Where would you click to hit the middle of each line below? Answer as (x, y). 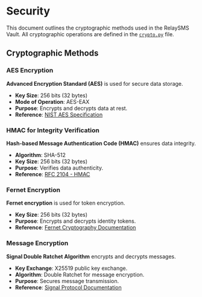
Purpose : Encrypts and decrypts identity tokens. (75, 221)
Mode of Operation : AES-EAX (52, 101)
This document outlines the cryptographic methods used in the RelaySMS (98, 28)
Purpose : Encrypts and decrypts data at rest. (71, 108)
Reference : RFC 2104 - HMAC (52, 174)
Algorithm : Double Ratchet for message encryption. (80, 274)
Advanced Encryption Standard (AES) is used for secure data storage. (95, 83)
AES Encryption (30, 71)
